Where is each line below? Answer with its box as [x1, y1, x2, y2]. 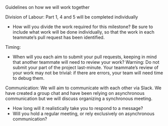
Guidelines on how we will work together [5, 5, 90, 10]
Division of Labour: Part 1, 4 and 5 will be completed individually [5, 14, 138, 20]
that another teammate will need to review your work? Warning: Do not [12, 59, 160, 65]
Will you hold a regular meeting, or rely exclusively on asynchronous [12, 110, 155, 116]
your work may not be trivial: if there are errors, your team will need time [12, 70, 163, 76]
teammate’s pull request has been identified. [12, 35, 105, 40]
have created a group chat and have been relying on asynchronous [5, 90, 145, 96]
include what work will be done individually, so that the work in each [12, 29, 155, 35]
